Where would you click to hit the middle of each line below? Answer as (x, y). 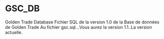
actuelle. (14, 32)
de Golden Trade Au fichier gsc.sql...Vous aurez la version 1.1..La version (79, 27)
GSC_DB (22, 9)
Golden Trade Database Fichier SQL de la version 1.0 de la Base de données (82, 22)
